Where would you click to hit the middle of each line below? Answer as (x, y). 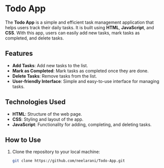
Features (19, 54)
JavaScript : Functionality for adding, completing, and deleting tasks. (82, 125)
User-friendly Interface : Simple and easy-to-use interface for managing (86, 81)
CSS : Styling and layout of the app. (48, 119)
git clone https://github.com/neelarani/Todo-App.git (68, 161)
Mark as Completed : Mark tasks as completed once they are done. (80, 71)
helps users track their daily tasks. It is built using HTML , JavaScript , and (80, 27)
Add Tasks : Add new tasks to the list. (50, 65)
